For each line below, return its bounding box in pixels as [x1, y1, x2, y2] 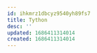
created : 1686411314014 [7, 36, 76, 43]
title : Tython [7, 17, 48, 23]
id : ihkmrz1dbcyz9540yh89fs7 [7, 10, 91, 17]
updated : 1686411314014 [7, 29, 76, 36]
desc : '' [7, 23, 32, 30]
